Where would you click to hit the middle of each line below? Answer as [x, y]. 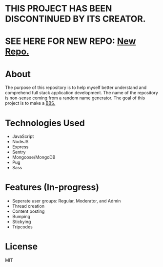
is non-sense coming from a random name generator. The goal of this [75, 98]
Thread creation [28, 206]
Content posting [28, 211]
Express [20, 147]
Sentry [19, 152]
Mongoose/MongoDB [34, 157]
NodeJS [20, 142]
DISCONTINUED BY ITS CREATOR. [75, 19]
